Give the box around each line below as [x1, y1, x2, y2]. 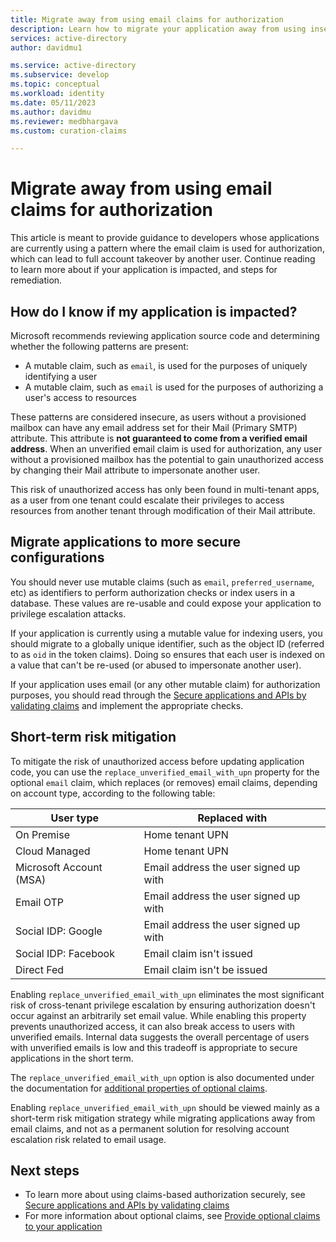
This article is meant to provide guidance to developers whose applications [10, 232, 320, 244]
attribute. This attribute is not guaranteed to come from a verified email [10, 432, 308, 444]
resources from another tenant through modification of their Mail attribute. [10, 505, 316, 516]
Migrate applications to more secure [10, 534, 241, 551]
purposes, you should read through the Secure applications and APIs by [10, 689, 307, 701]
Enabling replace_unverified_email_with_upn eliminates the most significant [10, 988, 325, 1000]
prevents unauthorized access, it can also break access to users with [10, 1020, 296, 1032]
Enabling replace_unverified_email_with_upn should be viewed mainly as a [10, 1101, 320, 1113]
